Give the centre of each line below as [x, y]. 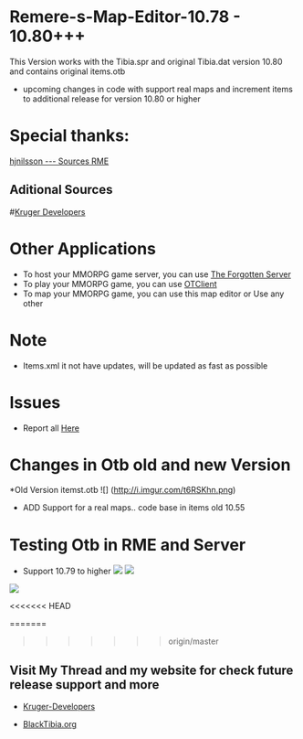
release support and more [84, 685]
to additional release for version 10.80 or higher [111, 99]
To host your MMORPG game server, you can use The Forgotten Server [157, 274]
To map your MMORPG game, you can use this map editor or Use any [153, 294]
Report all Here [51, 428]
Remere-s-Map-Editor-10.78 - [125, 17]
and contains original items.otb [68, 71]
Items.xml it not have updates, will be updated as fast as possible [145, 365]
